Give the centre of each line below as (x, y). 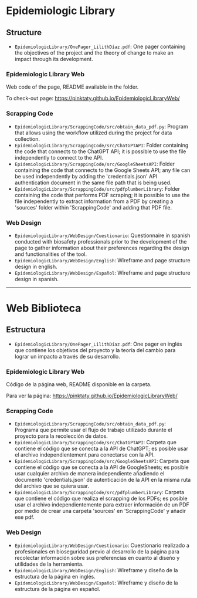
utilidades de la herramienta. (49, 564)
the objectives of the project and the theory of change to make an (94, 53)
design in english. (36, 266)
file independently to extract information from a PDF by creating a (94, 201)
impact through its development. (54, 59)
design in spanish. (37, 279)
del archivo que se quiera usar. (52, 486)
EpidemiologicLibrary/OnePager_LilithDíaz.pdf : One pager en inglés (98, 344)
